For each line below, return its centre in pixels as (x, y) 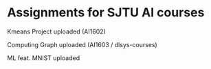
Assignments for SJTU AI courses (106, 13)
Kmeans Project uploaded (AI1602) (57, 31)
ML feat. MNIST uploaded (44, 58)
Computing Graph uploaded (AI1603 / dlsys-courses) (82, 44)
